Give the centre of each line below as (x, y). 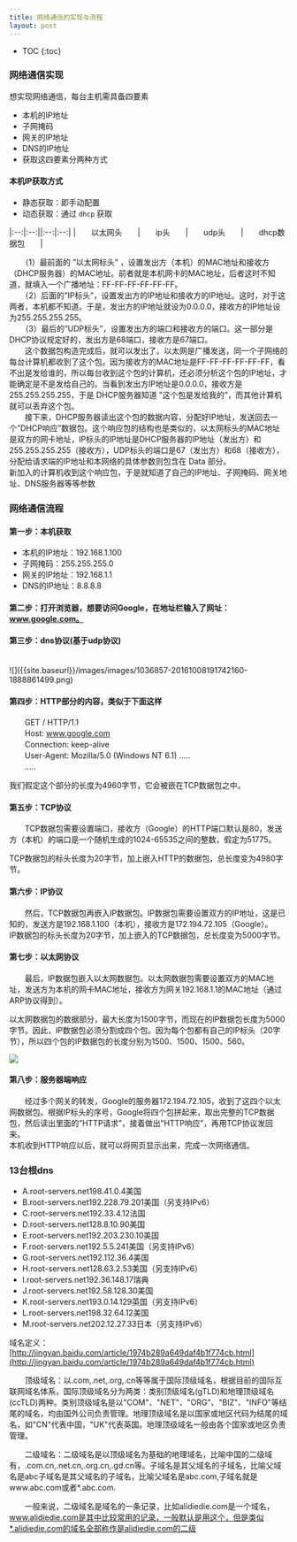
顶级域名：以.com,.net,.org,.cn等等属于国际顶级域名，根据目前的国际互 (153, 1380)
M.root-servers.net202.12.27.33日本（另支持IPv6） (114, 1324)
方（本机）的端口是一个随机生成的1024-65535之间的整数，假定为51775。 (143, 840)
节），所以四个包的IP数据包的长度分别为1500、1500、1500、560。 (129, 1041)
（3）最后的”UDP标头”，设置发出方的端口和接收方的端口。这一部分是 (149, 329)
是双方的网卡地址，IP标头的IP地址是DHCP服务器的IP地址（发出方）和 (135, 439)
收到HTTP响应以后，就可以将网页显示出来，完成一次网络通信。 (139, 1145)
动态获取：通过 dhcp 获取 (67, 214)
